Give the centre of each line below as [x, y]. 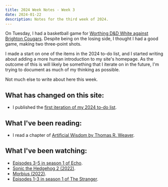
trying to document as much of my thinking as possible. [63, 70]
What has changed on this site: [55, 95]
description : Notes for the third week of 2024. [57, 19]
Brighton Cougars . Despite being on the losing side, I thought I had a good [82, 39]
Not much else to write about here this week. [51, 79]
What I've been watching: [46, 151]
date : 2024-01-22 [23, 15]
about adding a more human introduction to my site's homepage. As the [79, 59]
